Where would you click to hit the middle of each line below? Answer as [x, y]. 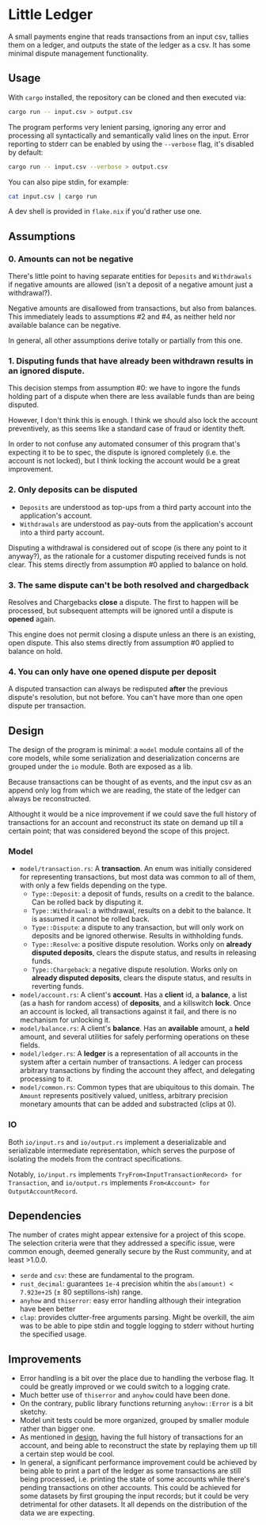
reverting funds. [58, 987]
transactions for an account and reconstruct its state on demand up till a [126, 823]
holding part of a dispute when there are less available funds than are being [131, 397]
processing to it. [46, 1079]
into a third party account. [62, 532]
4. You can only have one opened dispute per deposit [112, 671]
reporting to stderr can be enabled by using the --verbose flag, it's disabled [131, 143]
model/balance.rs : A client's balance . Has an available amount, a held [135, 1029]
